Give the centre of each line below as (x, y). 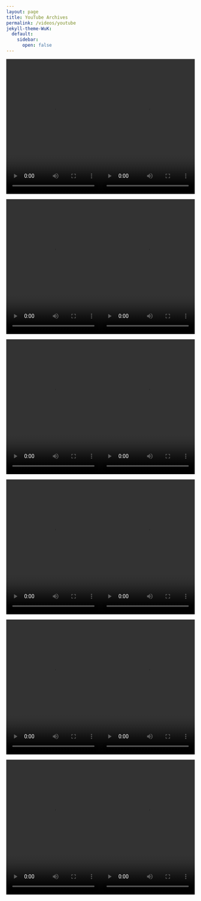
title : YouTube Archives (37, 17)
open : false (37, 46)
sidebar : (28, 40)
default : (22, 34)
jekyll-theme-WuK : (29, 28)
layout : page (22, 12)
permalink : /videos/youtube (41, 23)
